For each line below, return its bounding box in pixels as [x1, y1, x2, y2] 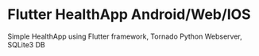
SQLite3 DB [7, 39, 45, 49]
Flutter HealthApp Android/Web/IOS [7, 6, 251, 24]
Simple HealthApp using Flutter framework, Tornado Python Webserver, [7, 32, 243, 41]
